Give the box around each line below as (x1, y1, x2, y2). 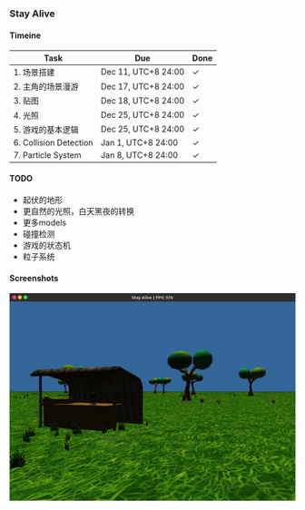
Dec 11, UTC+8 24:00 (101, 66, 185, 77)
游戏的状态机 (22, 240, 71, 251)
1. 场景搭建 (13, 66, 55, 77)
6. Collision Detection (13, 137, 93, 148)
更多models (22, 217, 66, 229)
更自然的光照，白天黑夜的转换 (22, 206, 134, 217)
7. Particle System (13, 150, 82, 161)
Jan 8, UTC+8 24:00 (101, 150, 179, 161)
